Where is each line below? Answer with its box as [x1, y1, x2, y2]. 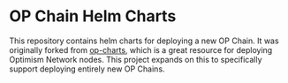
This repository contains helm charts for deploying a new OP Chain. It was [9, 35, 280, 46]
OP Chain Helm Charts [9, 6, 177, 26]
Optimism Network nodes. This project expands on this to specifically [9, 54, 262, 64]
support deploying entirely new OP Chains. [9, 64, 165, 74]
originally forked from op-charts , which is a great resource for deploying [9, 44, 273, 55]
